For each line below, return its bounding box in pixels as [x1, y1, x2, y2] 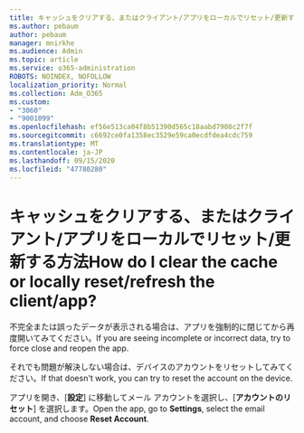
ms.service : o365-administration [9, 64, 136, 73]
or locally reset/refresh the [9, 271, 215, 292]
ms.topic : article [9, 55, 79, 64]
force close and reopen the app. [9, 343, 129, 353]
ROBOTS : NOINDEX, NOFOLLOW [9, 72, 111, 81]
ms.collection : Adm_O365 [9, 89, 103, 98]
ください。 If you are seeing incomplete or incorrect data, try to [56, 333, 291, 344]
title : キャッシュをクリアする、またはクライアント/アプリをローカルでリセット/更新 [9, 13, 289, 23]
